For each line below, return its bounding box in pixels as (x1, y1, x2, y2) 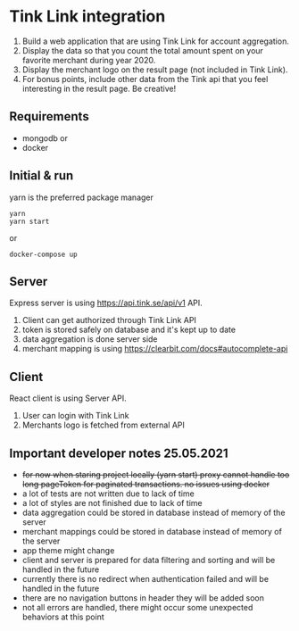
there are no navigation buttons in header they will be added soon (21, 593, 265, 603)
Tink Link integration (9, 6, 166, 27)
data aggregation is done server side (21, 334, 158, 345)
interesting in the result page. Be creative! (21, 83, 177, 94)
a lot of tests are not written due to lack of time (21, 488, 195, 499)
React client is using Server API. (9, 393, 127, 403)
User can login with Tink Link (21, 411, 129, 421)
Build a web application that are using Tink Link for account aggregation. (21, 36, 290, 46)
